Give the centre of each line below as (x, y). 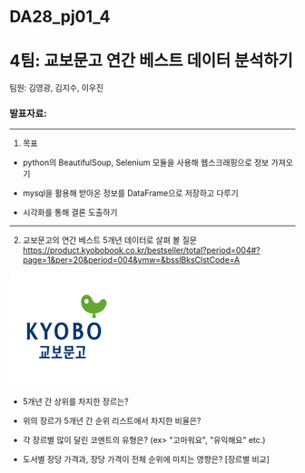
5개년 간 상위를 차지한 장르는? (75, 401)
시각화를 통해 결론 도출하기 (70, 212)
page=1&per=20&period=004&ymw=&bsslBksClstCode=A (131, 260)
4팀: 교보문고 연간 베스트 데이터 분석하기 (151, 61)
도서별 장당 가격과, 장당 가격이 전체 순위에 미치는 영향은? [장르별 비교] (146, 459)
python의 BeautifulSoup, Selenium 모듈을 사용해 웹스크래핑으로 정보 (146, 163)
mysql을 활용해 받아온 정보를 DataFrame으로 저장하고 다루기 (130, 193)
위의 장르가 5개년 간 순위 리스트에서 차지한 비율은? (112, 421)
